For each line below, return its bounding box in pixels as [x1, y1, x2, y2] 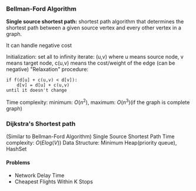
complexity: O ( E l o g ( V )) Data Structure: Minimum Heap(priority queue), [6, 139, 177, 146]
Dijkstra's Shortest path [6, 119, 76, 128]
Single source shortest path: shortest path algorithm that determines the [6, 18, 184, 25]
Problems [6, 159, 31, 166]
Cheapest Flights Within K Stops [14, 178, 93, 185]
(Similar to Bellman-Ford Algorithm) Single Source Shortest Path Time [6, 133, 175, 140]
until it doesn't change [6, 88, 67, 93]
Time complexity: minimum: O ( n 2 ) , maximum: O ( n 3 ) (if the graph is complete [6, 98, 190, 106]
